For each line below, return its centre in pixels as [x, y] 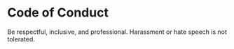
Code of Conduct [58, 13]
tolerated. [21, 39]
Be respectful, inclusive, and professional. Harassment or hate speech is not [117, 32]
